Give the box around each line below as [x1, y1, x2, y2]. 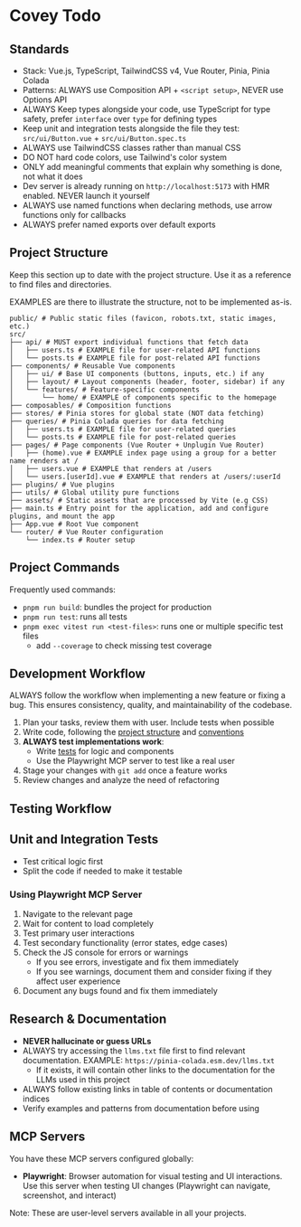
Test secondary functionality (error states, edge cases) [22, 937, 228, 948]
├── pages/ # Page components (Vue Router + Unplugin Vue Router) [9, 440, 265, 449]
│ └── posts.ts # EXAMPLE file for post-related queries [9, 432, 237, 441]
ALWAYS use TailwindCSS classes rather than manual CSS [22, 142, 241, 153]
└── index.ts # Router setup [25, 535, 136, 544]
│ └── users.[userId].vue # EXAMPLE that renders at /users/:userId [9, 472, 281, 481]
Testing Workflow [9, 801, 112, 816]
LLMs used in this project [35, 1073, 131, 1085]
